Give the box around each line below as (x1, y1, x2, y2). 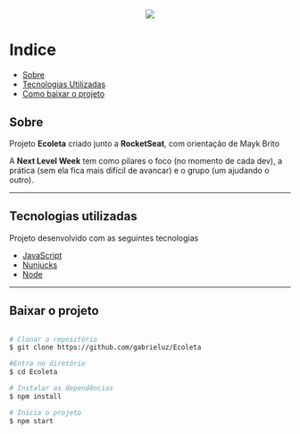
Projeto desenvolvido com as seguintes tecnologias (9, 233, 199, 243)
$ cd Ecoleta (9, 368, 58, 377)
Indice (9, 40, 56, 60)
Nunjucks (21, 260, 58, 270)
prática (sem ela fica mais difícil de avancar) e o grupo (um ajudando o (9, 165, 270, 175)
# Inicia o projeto (9, 408, 82, 417)
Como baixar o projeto (21, 89, 105, 99)
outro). (9, 174, 34, 185)
